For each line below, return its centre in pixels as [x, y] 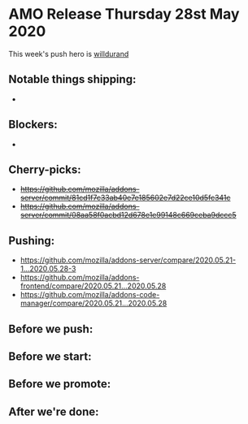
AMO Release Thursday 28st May [124, 14]
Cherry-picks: [45, 169]
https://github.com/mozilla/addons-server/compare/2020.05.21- [128, 260]
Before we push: [51, 329]
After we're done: [54, 411]
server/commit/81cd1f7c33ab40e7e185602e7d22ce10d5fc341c [125, 198]
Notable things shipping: [72, 79]
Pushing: [32, 240]
